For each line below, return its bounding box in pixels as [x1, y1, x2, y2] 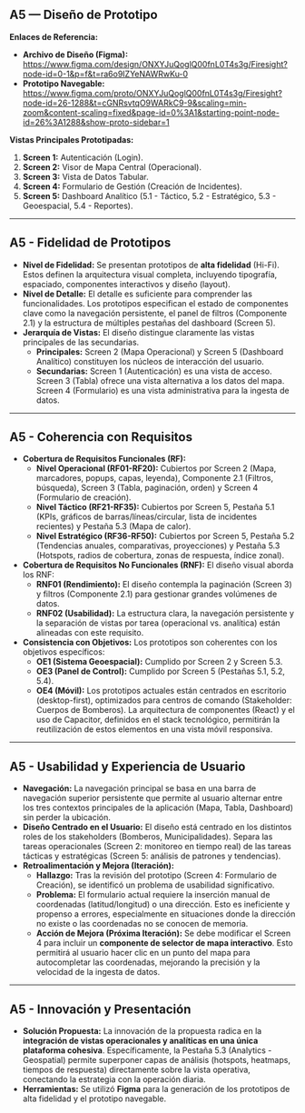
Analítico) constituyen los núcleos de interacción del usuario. [35, 356, 265, 366]
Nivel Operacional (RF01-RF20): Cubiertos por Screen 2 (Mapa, [35, 463, 277, 474]
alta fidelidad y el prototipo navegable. [22, 1093, 167, 1104]
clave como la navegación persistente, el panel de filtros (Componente [22, 307, 288, 318]
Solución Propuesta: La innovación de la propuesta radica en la [22, 1026, 262, 1037]
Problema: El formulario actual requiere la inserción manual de [35, 889, 271, 900]
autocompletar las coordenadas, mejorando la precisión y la [35, 957, 261, 968]
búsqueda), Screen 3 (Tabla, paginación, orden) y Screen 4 [35, 482, 259, 494]
